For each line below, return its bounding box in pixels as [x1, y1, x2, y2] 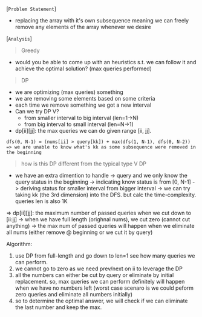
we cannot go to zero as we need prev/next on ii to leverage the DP [15, 265, 183, 272]
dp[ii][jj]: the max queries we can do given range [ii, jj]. [15, 127, 152, 134]
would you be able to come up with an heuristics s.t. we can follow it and [15, 59, 197, 65]
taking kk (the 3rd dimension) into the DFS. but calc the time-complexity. [15, 191, 197, 198]
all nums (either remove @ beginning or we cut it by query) [6, 229, 153, 236]
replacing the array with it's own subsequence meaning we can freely [15, 17, 189, 24]
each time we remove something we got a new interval [15, 101, 152, 108]
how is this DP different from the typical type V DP [21, 160, 147, 167]
